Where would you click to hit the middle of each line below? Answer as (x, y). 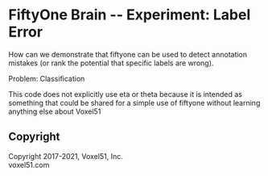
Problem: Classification (47, 78)
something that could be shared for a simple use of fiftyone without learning (134, 103)
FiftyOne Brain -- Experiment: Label (130, 15)
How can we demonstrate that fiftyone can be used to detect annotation (128, 54)
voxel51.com (29, 165)
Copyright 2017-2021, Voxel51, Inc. (66, 156)
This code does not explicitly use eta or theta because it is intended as (126, 94)
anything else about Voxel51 (55, 111)
